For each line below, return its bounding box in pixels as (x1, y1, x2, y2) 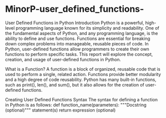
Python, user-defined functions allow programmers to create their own (5, 46, 150, 52)
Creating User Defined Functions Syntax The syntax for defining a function (5, 96, 158, 102)
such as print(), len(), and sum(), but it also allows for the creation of (5, 81, 145, 87)
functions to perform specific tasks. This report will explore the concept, (5, 51, 153, 57)
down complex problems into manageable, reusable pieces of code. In (5, 40, 149, 46)
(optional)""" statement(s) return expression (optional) (5, 107, 116, 113)
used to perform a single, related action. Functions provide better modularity (5, 71, 161, 77)
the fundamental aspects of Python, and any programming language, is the (5, 30, 158, 36)
